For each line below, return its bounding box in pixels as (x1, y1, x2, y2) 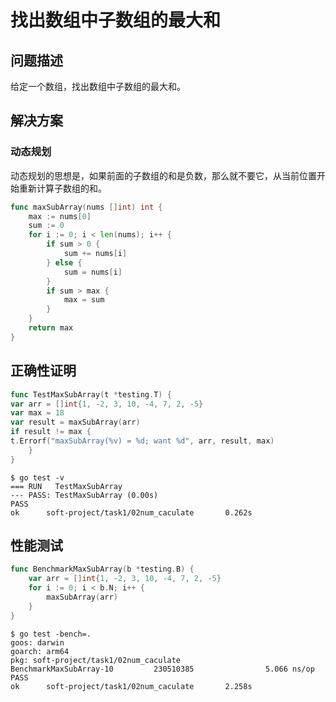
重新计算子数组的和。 (18, 182, 107, 194)
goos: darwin (10, 637, 65, 648)
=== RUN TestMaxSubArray (10, 481, 123, 491)
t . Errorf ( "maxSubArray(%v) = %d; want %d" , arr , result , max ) (10, 436, 275, 446)
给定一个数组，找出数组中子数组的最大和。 (10, 81, 186, 92)
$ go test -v (10, 472, 65, 483)
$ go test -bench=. (10, 629, 92, 639)
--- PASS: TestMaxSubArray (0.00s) (10, 490, 159, 500)
